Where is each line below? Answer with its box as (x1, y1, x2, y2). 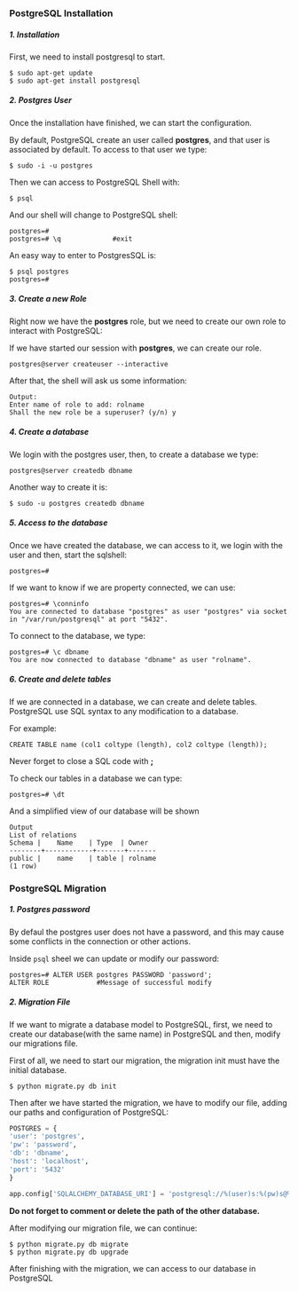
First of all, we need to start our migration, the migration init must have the (9, 1055, 280, 1066)
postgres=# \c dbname (9, 647, 90, 657)
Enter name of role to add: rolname (9, 400, 145, 409)
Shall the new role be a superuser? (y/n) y (9, 407, 176, 417)
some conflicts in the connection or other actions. (9, 935, 191, 947)
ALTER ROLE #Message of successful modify (9, 978, 213, 987)
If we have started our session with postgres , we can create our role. (9, 343, 262, 353)
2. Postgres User (9, 95, 73, 106)
